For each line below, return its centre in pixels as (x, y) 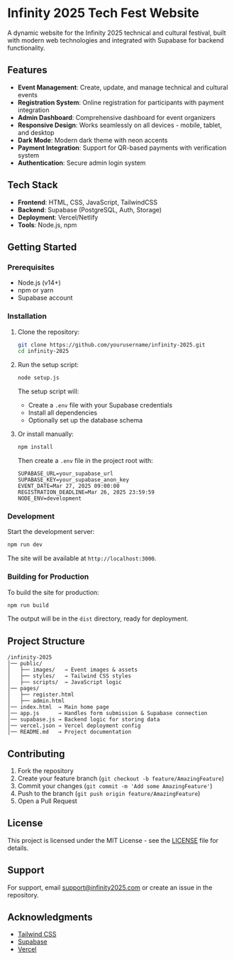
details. (18, 848)
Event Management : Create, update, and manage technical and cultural (123, 87)
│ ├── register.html (41, 695)
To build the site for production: (53, 592)
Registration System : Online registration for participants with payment (121, 102)
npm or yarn (35, 290)
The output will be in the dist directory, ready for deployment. (98, 618)
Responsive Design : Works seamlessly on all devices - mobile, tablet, (119, 125)
